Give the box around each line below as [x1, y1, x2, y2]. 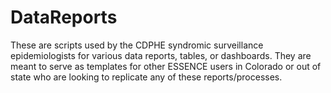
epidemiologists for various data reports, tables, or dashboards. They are [10, 49, 312, 61]
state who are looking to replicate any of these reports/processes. [10, 71, 283, 83]
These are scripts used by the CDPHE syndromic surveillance [10, 39, 264, 51]
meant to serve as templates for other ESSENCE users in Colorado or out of [10, 60, 322, 72]
